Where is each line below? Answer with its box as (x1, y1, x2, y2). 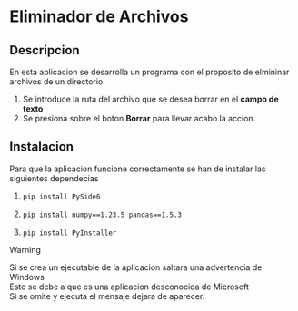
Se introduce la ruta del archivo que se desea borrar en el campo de (22, 93, 279, 104)
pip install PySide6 (22, 192, 101, 201)
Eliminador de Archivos (9, 6, 189, 27)
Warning (9, 245, 41, 256)
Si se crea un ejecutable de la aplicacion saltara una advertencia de (9, 262, 263, 273)
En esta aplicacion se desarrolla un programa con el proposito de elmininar (9, 66, 290, 77)
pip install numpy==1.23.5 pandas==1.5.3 (22, 210, 182, 219)
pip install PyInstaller (22, 228, 117, 238)
